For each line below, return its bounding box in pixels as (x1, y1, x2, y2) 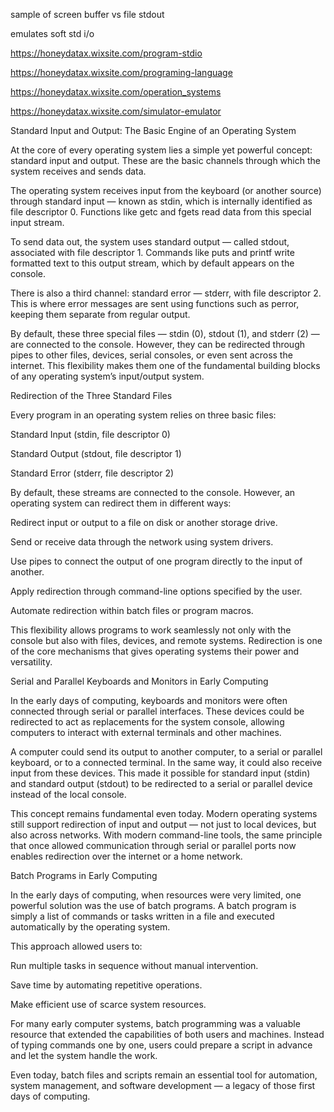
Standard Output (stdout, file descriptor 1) (10, 448, 182, 459)
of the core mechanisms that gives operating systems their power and (10, 645, 299, 657)
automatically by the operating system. (10, 921, 171, 933)
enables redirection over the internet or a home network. (10, 850, 243, 862)
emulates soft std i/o (10, 28, 95, 39)
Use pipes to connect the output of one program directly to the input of (10, 555, 303, 567)
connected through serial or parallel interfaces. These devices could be (10, 705, 305, 717)
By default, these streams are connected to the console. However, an (10, 487, 296, 498)
